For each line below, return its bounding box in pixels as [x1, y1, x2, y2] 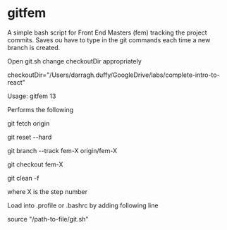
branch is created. [7, 43, 61, 52]
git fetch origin [7, 119, 50, 128]
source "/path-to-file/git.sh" [7, 214, 89, 223]
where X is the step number [7, 187, 88, 195]
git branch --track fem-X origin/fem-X [7, 146, 118, 155]
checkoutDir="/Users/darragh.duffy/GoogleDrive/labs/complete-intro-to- [7, 71, 220, 79]
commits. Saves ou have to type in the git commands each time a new [7, 35, 211, 44]
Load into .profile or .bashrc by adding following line [7, 201, 159, 210]
